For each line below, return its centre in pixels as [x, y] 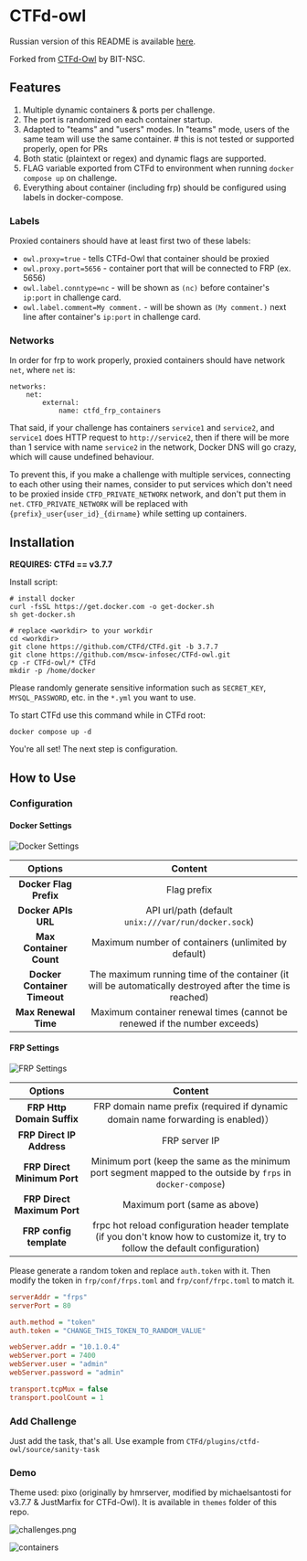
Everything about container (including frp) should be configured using [154, 187]
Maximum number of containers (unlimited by [189, 942]
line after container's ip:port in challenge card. [111, 317]
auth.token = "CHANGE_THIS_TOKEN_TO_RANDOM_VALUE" [108, 1331]
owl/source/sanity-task [55, 1449]
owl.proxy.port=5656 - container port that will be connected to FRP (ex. [157, 268]
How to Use [43, 778]
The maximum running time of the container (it [190, 974]
